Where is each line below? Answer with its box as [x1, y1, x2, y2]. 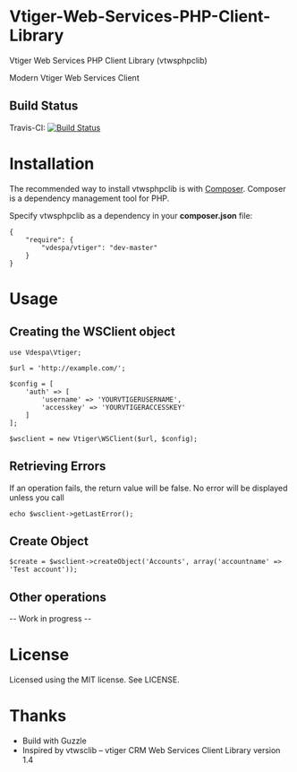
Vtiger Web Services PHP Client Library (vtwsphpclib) [9, 55, 208, 65]
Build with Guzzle [21, 735, 87, 746]
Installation [9, 153, 95, 174]
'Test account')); [9, 565, 78, 575]
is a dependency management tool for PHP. [9, 193, 170, 204]
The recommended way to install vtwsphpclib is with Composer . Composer [9, 183, 286, 194]
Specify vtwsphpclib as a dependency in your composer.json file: [9, 210, 253, 221]
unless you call [9, 491, 64, 503]
